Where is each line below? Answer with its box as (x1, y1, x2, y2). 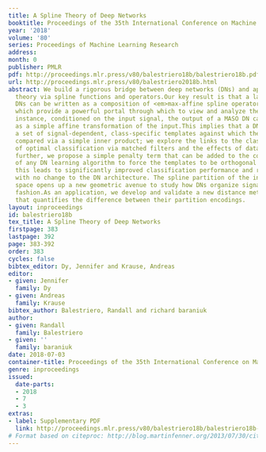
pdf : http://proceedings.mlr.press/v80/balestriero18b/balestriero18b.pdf (8, 71, 260, 79)
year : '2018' (8, 26, 51, 34)
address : (8, 48, 37, 56)
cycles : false (8, 255, 55, 262)
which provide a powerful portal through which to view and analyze (15, 108, 246, 116)
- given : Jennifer (8, 277, 69, 285)
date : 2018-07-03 (8, 350, 66, 359)
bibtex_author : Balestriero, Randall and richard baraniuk (8, 306, 207, 314)
